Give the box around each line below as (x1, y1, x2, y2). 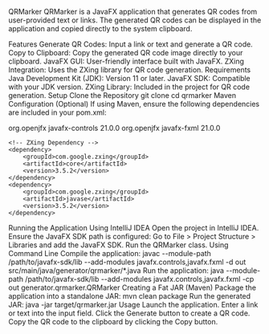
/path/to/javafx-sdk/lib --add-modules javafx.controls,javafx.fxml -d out (8, 257, 247, 267)
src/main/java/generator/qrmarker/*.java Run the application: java (8, 266, 225, 275)
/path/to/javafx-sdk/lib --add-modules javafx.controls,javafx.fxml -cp (25, 275, 255, 283)
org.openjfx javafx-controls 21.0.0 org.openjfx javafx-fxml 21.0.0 (8, 124, 221, 132)
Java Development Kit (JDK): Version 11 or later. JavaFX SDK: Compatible (8, 74, 251, 83)
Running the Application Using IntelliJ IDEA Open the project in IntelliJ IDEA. (8, 223, 259, 232)
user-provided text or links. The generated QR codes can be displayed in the (8, 15, 262, 25)
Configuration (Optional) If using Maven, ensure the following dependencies (8, 100, 260, 108)
